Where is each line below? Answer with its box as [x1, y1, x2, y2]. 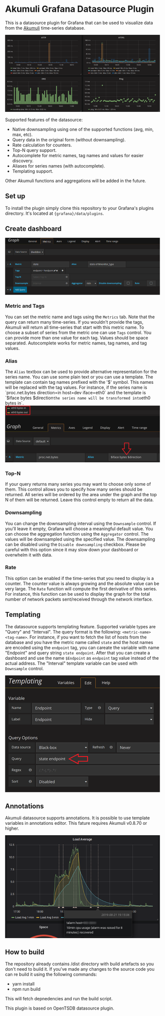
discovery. [12, 158, 33, 164]
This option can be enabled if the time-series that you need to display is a [5, 575, 154, 581]
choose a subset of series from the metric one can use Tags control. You [5, 329, 151, 336]
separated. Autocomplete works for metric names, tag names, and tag [5, 340, 147, 346]
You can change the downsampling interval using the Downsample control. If [5, 520, 156, 526]
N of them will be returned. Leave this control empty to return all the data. [5, 497, 154, 503]
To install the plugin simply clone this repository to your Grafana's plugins [5, 205, 154, 211]
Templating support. [12, 168, 54, 174]
